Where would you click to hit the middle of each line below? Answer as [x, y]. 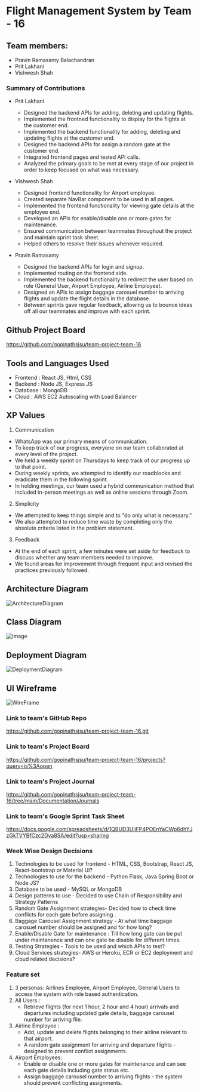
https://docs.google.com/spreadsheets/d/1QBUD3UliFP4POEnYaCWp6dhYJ [99, 829]
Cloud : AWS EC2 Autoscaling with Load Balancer [76, 396]
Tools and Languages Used [58, 363]
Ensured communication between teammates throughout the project [108, 231]
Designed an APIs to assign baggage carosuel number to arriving [104, 292]
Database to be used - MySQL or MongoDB [68, 889]
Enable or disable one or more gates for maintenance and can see [105, 1063]
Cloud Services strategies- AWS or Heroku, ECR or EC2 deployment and [104, 953]
